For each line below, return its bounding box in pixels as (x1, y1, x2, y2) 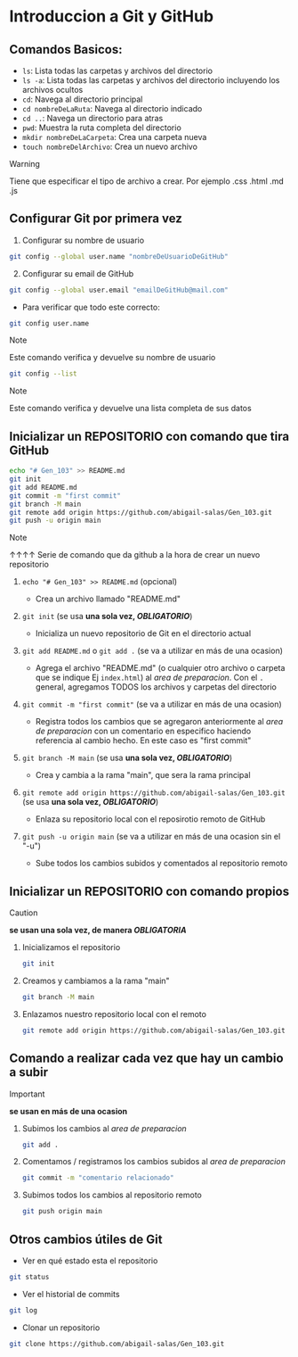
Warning (9, 159, 40, 169)
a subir (9, 1064, 49, 1080)
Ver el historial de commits (21, 1288, 120, 1299)
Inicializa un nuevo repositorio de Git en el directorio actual (35, 628, 252, 639)
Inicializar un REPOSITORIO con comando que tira (9, 428, 290, 443)
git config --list (9, 369, 77, 378)
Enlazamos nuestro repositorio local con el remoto (21, 1008, 207, 1019)
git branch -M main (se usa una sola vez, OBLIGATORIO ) (21, 752, 233, 764)
